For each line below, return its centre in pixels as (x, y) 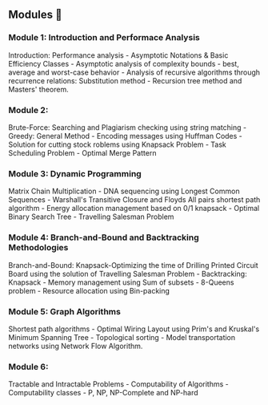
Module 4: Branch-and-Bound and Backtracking (104, 237)
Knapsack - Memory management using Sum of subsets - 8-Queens (121, 282)
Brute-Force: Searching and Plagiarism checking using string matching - (127, 127)
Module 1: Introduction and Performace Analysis (104, 38)
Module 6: (28, 367)
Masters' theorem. (39, 89)
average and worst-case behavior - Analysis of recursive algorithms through (134, 72)
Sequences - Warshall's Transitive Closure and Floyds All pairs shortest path (134, 200)
